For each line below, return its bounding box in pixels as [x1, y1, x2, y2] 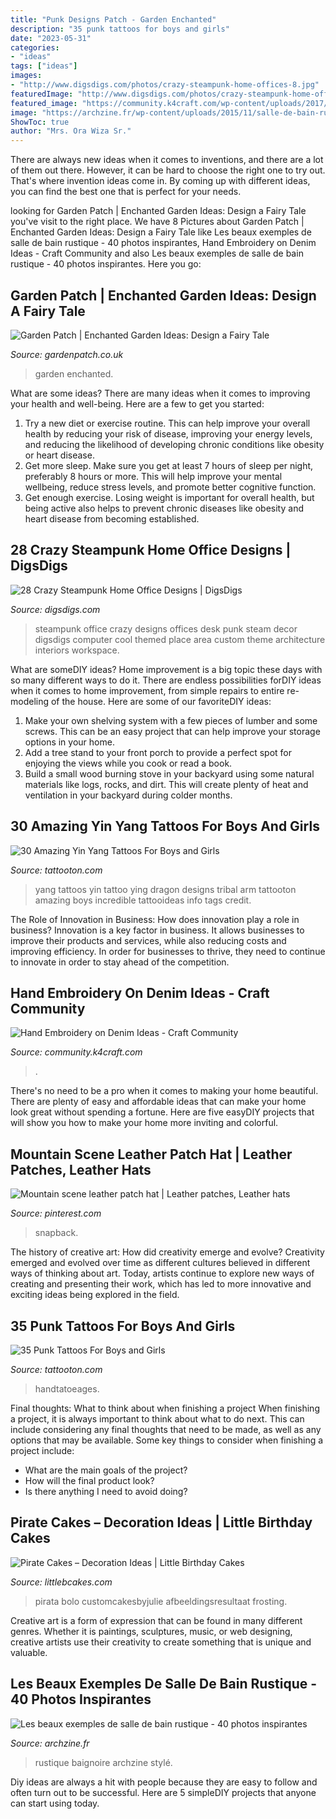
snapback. [34, 1227, 79, 1239]
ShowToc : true [10, 117, 70, 127]
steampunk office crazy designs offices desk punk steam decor [34, 622, 298, 635]
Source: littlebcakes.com [10, 1576, 113, 1588]
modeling [10, 695, 50, 707]
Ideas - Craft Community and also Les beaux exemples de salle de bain [10, 247, 304, 260]
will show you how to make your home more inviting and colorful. [10, 1117, 279, 1129]
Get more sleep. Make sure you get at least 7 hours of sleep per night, [24, 459, 314, 471]
